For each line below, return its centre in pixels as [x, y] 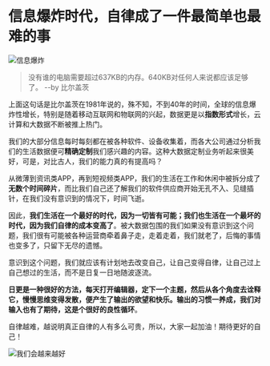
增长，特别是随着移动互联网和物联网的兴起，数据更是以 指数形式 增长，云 [141, 114]
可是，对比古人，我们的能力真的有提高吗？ [92, 161]
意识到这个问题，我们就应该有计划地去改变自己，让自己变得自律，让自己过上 [135, 262]
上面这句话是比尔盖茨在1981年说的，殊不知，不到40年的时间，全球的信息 [129, 104]
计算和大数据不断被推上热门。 [57, 124]
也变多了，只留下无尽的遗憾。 [57, 245]
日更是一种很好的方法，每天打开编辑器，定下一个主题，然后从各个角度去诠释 [135, 289]
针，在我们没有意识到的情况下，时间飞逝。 [79, 198]
